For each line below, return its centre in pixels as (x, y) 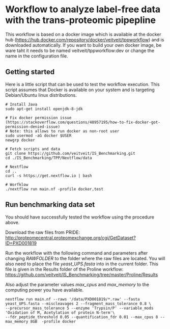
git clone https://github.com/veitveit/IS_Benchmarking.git (70, 153)
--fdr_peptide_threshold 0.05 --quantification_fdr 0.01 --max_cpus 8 (82, 317)
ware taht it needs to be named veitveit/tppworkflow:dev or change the (80, 50)
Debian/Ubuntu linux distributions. (41, 95)
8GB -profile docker (53, 321)
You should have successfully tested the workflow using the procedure (80, 217)
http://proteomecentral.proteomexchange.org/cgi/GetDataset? (70, 237)
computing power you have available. (45, 290)
